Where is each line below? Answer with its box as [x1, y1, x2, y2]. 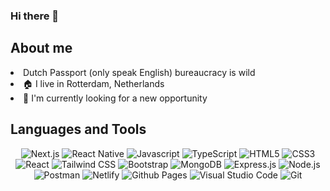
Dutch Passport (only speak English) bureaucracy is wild [23, 66, 256, 78]
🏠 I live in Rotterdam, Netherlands [23, 77, 165, 89]
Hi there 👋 [10, 9, 60, 23]
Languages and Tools [10, 121, 147, 138]
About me [10, 40, 73, 57]
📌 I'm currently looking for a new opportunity [23, 92, 208, 104]
